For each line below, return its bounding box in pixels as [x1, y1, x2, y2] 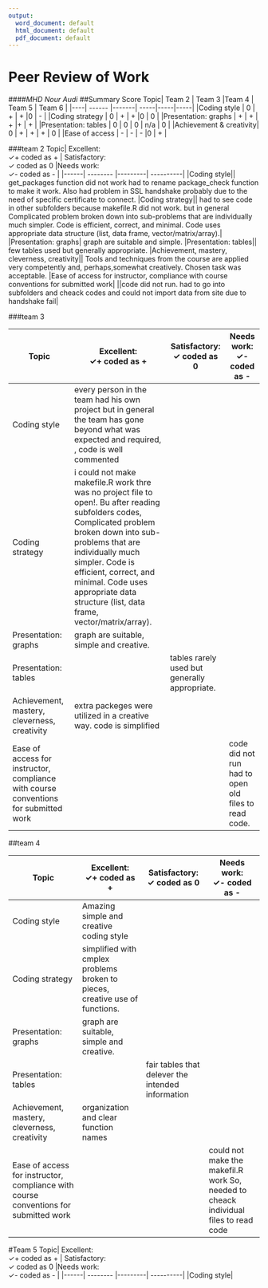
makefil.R [208, 1165, 243, 1176]
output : [8, 11, 34, 20]
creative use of [82, 994, 138, 1005]
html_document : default [15, 26, 94, 34]
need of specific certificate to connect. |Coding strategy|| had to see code [8, 195, 253, 204]
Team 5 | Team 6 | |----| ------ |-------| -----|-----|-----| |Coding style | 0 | [8, 103, 255, 112]
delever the [146, 1069, 189, 1081]
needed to [208, 1185, 247, 1196]
